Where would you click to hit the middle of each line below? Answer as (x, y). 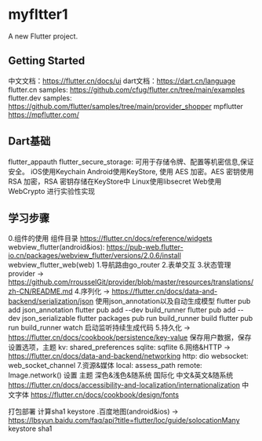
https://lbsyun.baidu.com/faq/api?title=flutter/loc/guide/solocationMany (124, 421)
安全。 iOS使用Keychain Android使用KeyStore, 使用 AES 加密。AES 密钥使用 (131, 171)
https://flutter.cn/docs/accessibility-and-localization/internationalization (124, 385)
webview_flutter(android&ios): (56, 247)
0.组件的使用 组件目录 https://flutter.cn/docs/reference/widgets (110, 239)
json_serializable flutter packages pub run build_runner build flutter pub (138, 319)
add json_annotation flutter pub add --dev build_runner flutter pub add (122, 310)
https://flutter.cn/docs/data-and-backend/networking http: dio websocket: (128, 356)
